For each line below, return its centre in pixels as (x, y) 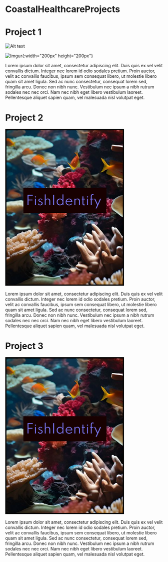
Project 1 (23, 32)
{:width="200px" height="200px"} (58, 56)
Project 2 (24, 118)
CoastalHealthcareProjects (63, 9)
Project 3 (24, 346)
